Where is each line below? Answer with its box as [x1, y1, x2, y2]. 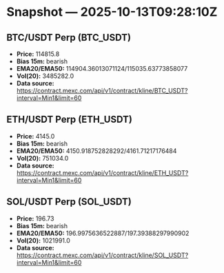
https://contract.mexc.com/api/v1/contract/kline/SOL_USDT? [16, 251, 189, 259]
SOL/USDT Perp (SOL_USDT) [6, 196, 132, 208]
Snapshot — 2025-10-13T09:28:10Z [6, 4, 218, 20]
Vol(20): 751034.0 [16, 154, 69, 162]
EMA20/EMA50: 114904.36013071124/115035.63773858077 [16, 65, 188, 72]
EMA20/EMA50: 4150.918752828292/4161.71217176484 [16, 146, 177, 155]
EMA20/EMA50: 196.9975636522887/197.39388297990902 [16, 229, 190, 237]
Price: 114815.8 [16, 50, 60, 58]
